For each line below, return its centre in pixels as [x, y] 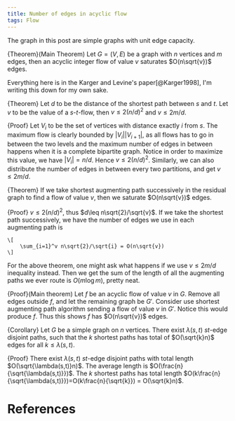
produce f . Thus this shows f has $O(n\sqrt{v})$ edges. [88, 316]
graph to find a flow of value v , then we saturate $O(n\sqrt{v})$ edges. [109, 198]
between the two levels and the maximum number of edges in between [110, 144]
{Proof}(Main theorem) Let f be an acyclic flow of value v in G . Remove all [114, 294]
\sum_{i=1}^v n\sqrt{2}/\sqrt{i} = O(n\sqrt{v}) [92, 246]
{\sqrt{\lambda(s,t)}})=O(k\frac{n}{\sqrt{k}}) [71, 380]
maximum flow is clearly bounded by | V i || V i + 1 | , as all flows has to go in [110, 135]
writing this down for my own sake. [58, 90]
